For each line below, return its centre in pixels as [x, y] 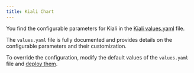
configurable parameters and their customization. [67, 46]
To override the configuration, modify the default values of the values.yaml [97, 57]
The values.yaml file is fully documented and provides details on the [89, 39]
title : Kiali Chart [30, 11]
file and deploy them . [32, 64]
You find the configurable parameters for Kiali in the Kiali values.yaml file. [96, 28]
